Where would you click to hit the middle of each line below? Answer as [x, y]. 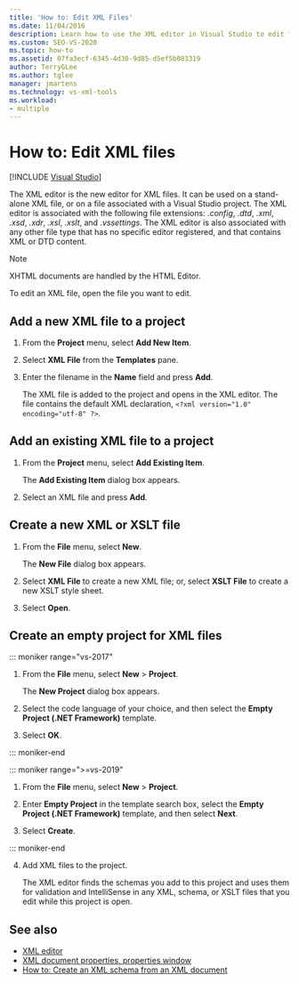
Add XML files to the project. [74, 866]
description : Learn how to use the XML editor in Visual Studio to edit [147, 34]
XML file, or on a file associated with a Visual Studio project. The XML [159, 204]
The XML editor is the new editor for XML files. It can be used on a [131, 194]
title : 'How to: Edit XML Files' [71, 17]
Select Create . [48, 831]
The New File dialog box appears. [84, 564]
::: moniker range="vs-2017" [61, 657]
